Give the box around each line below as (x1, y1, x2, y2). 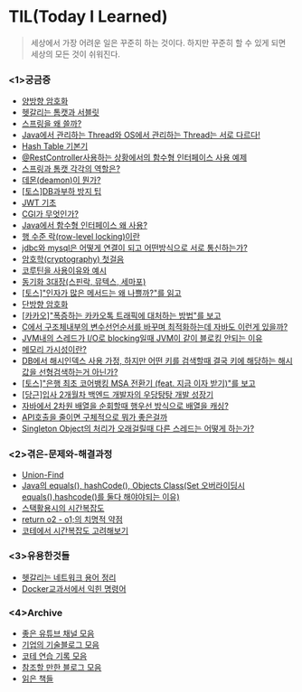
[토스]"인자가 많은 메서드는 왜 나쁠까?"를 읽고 (21, 287, 182, 299)
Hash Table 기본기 (21, 141, 89, 152)
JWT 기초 (21, 197, 57, 209)
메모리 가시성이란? (21, 344, 87, 355)
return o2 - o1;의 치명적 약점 (21, 513, 123, 525)
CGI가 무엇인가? (21, 209, 79, 220)
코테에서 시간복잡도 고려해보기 (21, 525, 128, 536)
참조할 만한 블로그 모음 (21, 662, 102, 673)
